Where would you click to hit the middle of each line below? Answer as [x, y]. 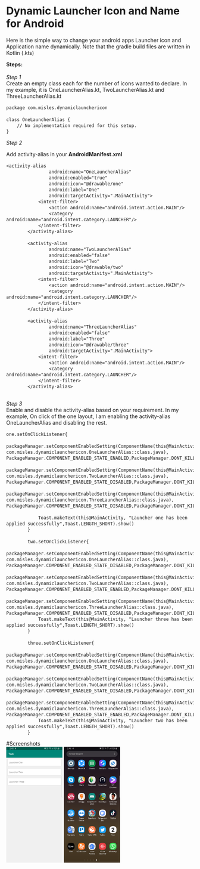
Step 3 [14, 403]
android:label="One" [74, 190]
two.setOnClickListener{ [58, 542]
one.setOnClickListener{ [37, 434]
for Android [35, 24]
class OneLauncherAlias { [38, 120]
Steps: [14, 64]
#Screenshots [23, 743]
